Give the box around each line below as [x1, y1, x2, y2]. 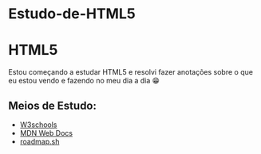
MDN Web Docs [19, 128, 73, 137]
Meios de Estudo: [8, 98, 97, 112]
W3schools [19, 120, 57, 129]
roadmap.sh [19, 137, 60, 146]
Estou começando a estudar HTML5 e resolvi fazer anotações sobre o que [8, 67, 254, 77]
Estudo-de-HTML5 [8, 5, 136, 23]
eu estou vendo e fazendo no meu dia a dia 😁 [8, 76, 160, 86]
